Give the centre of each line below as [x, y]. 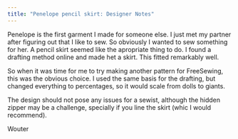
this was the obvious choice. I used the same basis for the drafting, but [112, 78]
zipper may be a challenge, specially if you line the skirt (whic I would [109, 107]
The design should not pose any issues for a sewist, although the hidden [114, 100]
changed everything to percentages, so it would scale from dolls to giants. [117, 86]
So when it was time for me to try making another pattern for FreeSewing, [115, 71]
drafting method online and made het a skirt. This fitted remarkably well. [113, 57]
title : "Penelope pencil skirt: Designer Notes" [81, 14]
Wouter [18, 128]
